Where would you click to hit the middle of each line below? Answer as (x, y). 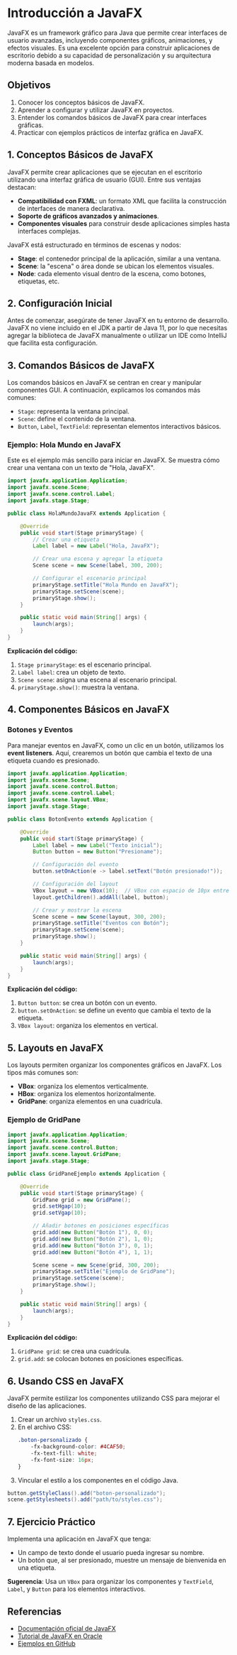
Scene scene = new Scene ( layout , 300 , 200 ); (99, 917)
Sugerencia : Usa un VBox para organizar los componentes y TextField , (110, 1582)
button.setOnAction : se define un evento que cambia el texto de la (114, 1010)
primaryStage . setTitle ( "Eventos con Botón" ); (101, 923)
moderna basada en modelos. (51, 62)
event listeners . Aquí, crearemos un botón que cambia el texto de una (110, 753)
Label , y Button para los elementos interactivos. (77, 1589)
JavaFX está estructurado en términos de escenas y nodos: (94, 245)
